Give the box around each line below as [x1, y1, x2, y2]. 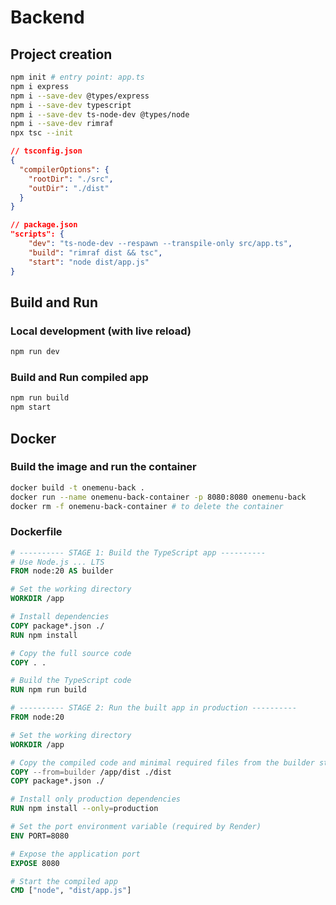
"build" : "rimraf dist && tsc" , [28, 247, 163, 258]
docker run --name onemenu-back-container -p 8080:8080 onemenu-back [10, 492, 307, 502]
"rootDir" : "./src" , [28, 174, 114, 184]
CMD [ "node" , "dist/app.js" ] [10, 886, 132, 896]
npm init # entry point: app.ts [10, 72, 145, 82]
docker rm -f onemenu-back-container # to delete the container [10, 501, 284, 511]
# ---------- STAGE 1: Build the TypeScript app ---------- [10, 547, 267, 558]
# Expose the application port [10, 849, 141, 859]
